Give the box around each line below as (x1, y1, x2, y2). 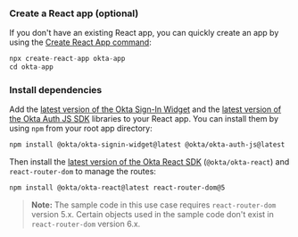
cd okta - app (9, 63, 54, 72)
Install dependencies (9, 83, 103, 96)
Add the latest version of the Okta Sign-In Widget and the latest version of (9, 104, 282, 114)
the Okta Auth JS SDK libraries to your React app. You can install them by (9, 114, 279, 124)
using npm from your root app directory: (9, 123, 153, 134)
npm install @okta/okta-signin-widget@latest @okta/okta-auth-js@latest (9, 140, 286, 149)
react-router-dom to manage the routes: (9, 166, 156, 177)
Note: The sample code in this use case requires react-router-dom (30, 199, 277, 210)
